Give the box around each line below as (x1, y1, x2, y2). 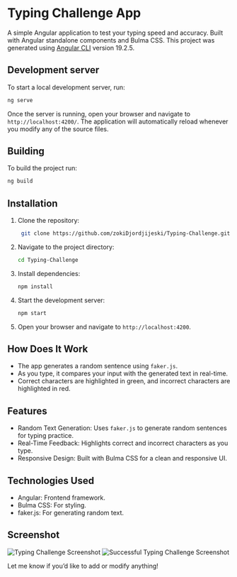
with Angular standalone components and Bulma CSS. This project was (7, 35, 215, 44)
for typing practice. (17, 432, 74, 440)
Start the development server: (17, 296, 105, 304)
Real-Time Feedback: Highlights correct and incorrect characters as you (17, 439, 229, 448)
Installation (7, 197, 58, 209)
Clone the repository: (17, 216, 80, 225)
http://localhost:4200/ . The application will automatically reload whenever (7, 117, 229, 126)
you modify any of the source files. (7, 124, 109, 133)
